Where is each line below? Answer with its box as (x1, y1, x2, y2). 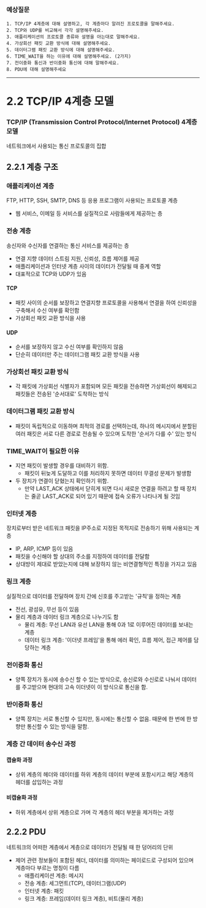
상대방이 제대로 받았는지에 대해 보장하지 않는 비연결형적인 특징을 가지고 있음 (15, 560, 197, 568)
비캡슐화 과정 (6, 793, 38, 801)
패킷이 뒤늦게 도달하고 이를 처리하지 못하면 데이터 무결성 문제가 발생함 (24, 470, 192, 477)
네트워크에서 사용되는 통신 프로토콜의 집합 (6, 142, 107, 150)
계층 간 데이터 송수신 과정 (6, 740, 77, 749)
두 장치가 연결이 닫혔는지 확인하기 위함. (15, 477, 109, 485)
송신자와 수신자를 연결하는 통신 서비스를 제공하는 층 (6, 242, 129, 249)
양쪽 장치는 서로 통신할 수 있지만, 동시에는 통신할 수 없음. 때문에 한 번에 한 (15, 715, 192, 723)
